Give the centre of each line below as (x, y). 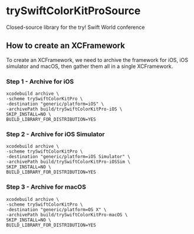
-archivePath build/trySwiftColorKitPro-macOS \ (67, 215)
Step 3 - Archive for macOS (46, 187)
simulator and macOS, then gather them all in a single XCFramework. (90, 66)
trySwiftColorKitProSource (73, 11)
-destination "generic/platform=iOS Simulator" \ (68, 157)
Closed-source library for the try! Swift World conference (75, 27)
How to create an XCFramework (66, 46)
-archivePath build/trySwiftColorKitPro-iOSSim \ (68, 162)
